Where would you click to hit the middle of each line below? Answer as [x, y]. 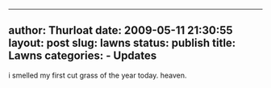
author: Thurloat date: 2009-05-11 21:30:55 [121, 30]
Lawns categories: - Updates [83, 56]
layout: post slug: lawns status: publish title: [122, 43]
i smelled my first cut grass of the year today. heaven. [98, 75]
